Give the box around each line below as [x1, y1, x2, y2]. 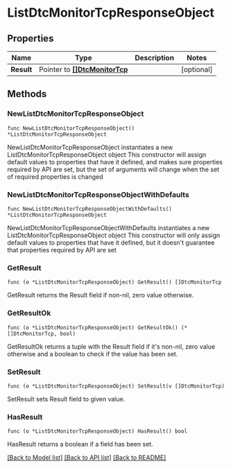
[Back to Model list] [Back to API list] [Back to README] [7, 453, 166, 462]
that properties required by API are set [7, 245, 117, 254]
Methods [7, 88, 47, 100]
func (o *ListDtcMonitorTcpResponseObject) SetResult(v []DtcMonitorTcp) [7, 383, 225, 390]
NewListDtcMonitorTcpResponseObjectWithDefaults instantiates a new [7, 223, 210, 232]
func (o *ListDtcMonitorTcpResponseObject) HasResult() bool [7, 428, 188, 435]
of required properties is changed [7, 172, 103, 181]
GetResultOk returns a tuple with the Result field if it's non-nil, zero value [7, 342, 216, 351]
